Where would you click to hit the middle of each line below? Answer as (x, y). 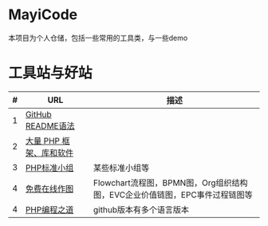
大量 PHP (43, 141)
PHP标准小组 (49, 168)
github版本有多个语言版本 (141, 209)
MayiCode (43, 15)
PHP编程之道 (49, 209)
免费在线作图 (49, 188)
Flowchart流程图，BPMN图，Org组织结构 (171, 183)
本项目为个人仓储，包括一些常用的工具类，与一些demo (98, 38)
